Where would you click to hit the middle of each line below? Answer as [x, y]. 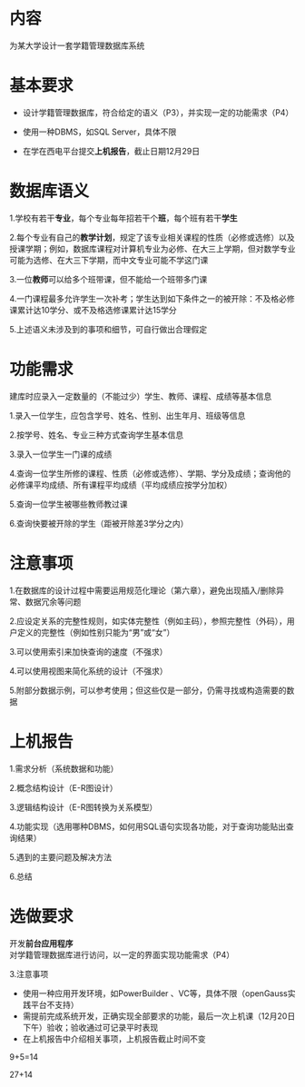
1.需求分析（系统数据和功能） [64, 768]
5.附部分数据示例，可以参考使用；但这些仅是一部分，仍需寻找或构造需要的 [148, 690]
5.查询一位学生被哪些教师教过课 [69, 504]
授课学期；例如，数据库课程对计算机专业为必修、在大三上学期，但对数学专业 [152, 248]
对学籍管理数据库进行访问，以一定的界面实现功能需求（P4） [122, 954]
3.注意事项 [29, 973]
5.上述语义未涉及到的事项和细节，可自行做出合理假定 [108, 329]
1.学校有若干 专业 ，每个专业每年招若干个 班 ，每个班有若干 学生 [123, 218]
